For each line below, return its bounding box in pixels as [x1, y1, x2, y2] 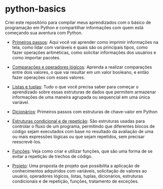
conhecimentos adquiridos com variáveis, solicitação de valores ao [12, 168, 147, 173]
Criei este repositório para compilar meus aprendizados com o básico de [5, 19, 151, 25]
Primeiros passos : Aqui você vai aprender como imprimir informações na [12, 39, 159, 45]
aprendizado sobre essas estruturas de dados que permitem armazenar [12, 89, 157, 95]
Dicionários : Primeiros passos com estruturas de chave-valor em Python [12, 108, 158, 115]
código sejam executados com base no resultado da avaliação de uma [12, 128, 154, 134]
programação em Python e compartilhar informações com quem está [5, 24, 144, 30]
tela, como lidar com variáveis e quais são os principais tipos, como [12, 44, 148, 50]
